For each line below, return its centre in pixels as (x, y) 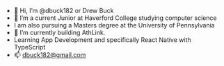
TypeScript (30, 47)
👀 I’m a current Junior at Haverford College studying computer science (115, 18)
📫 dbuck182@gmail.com (50, 55)
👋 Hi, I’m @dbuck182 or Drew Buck (64, 11)
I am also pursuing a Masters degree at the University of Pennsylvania (114, 25)
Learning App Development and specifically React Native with (102, 40)
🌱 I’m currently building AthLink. (59, 32)
